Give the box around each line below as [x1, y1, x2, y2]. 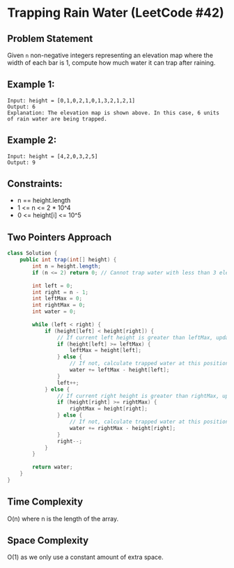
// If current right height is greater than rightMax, [56, 392, 219, 399]
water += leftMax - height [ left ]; [69, 367, 170, 374]
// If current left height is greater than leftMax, [56, 334, 214, 341]
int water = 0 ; [32, 308, 77, 315]
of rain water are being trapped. [7, 115, 108, 123]
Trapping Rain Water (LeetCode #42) [7, 5, 224, 21]
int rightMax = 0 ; [32, 302, 86, 309]
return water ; [32, 463, 73, 471]
